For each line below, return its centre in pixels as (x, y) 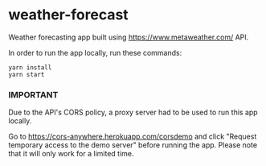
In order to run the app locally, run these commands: (95, 52)
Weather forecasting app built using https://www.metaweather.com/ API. (129, 37)
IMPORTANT (33, 94)
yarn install (30, 67)
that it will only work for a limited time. (71, 154)
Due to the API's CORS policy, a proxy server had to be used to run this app (133, 112)
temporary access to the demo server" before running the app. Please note (133, 145)
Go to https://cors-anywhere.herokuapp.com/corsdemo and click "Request (133, 137)
